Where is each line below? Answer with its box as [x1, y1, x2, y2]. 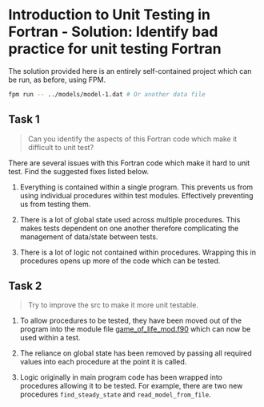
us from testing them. [19, 199, 91, 209]
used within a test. [19, 333, 81, 343]
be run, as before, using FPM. [8, 75, 106, 84]
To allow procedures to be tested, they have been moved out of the [19, 315, 242, 326]
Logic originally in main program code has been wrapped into [19, 372, 222, 382]
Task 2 [8, 279, 42, 293]
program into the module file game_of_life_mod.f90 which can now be [19, 324, 251, 334]
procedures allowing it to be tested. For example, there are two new [19, 381, 243, 391]
